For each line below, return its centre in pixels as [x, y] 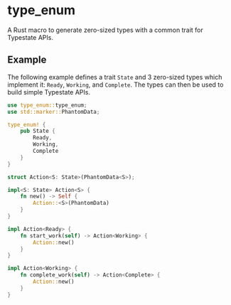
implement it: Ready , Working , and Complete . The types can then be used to [116, 85]
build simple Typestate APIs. [49, 92]
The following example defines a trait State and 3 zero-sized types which [115, 77]
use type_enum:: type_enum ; [47, 105]
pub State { [38, 131]
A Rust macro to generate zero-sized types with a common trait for [106, 30]
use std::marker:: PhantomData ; [54, 112]
